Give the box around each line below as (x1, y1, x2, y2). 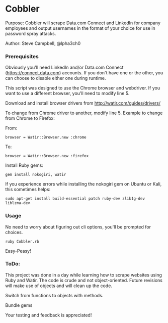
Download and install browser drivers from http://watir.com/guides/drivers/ (5, 100, 161, 106)
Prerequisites (5, 53, 39, 60)
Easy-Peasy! (5, 248, 31, 254)
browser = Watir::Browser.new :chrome (5, 135, 87, 140)
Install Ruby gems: (5, 162, 44, 168)
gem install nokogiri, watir (5, 172, 66, 177)
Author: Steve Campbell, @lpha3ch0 (5, 40, 81, 46)
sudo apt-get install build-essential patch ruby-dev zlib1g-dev (5, 196, 145, 201)
